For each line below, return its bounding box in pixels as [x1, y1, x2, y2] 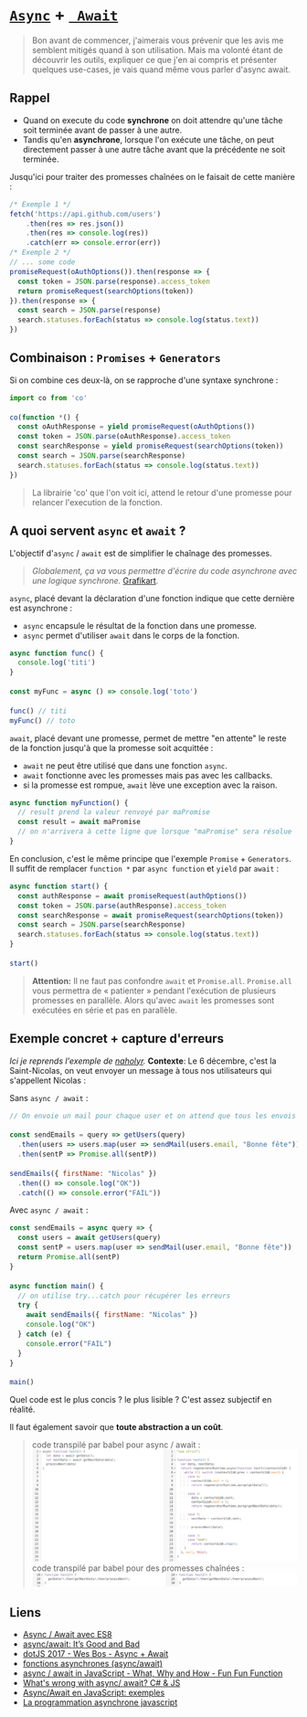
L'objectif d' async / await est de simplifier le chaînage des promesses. [9, 547, 272, 558]
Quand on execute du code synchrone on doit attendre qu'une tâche [22, 114, 283, 125]
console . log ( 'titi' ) [17, 658, 96, 667]
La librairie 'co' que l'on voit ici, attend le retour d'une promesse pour [31, 487, 292, 498]
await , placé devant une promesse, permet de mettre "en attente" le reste [9, 732, 287, 744]
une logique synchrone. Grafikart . [31, 575, 159, 586]
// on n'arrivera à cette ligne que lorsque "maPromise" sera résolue [17, 827, 292, 836]
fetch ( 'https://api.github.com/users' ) [9, 209, 162, 218]
